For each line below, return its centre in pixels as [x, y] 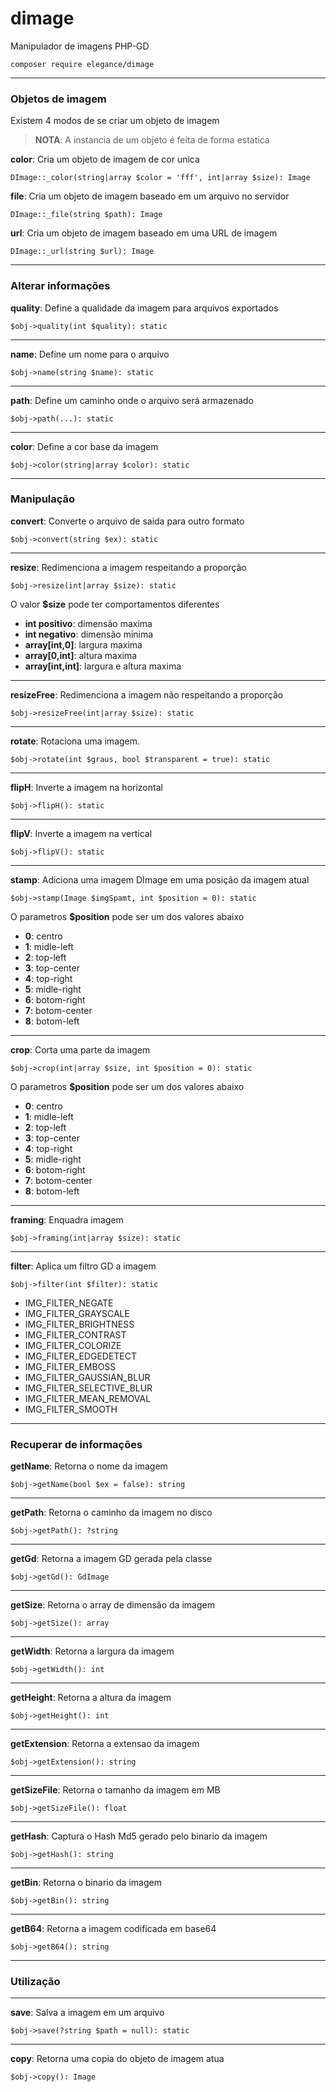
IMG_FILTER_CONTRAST [75, 1334]
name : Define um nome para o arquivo [90, 354]
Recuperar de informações [76, 1444]
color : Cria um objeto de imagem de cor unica [105, 159]
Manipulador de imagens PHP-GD [80, 46]
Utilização [35, 1982]
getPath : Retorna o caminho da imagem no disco [111, 1513]
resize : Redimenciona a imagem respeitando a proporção [128, 567]
